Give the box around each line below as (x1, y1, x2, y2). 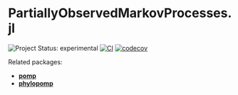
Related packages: (8, 57, 63, 66)
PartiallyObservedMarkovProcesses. (8, 5, 232, 21)
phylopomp (18, 79, 53, 87)
